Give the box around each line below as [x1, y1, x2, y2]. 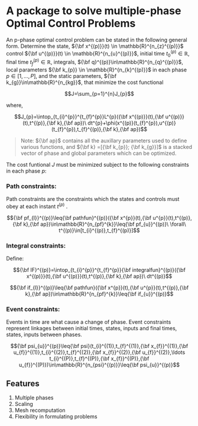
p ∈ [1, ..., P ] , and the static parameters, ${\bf [6, 72, 117, 79]
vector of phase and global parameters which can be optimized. [20, 149, 177, 157]
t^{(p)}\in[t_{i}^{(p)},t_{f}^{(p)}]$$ [59, 226, 140, 234]
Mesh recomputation [14, 407, 66, 414]
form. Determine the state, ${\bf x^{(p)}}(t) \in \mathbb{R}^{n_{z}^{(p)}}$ [6, 43, 184, 50]
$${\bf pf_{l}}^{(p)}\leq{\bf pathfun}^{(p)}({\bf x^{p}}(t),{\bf [7, 214, 152, 221]
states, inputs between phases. [6, 331, 83, 338]
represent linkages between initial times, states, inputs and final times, [6, 325, 177, 332]
